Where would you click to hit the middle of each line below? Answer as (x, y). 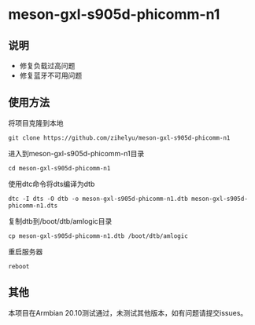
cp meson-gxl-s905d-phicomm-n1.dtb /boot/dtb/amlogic (98, 236)
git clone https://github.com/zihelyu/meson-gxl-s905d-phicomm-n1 (119, 138)
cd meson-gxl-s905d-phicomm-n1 (59, 168)
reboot (19, 266)
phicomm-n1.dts (33, 206)
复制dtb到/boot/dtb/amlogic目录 (60, 221)
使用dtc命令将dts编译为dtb (52, 184)
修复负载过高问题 (47, 66)
